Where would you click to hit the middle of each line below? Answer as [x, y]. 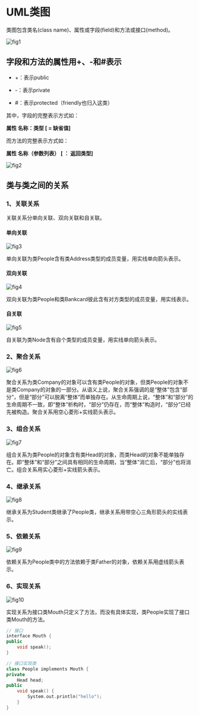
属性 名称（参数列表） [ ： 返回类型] [50, 153]
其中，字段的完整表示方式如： [42, 115]
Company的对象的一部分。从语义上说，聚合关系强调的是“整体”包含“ [99, 390]
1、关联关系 [23, 204]
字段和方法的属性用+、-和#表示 [64, 62]
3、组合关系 [23, 429]
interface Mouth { [29, 636]
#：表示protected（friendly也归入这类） [64, 102]
